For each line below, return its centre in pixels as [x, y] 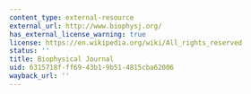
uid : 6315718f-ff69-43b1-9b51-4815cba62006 [92, 68]
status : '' [30, 51]
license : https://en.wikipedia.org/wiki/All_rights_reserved [126, 43]
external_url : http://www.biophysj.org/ [86, 26]
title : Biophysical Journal [62, 59]
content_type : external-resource [72, 17]
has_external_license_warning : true [78, 34]
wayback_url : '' [39, 76]
